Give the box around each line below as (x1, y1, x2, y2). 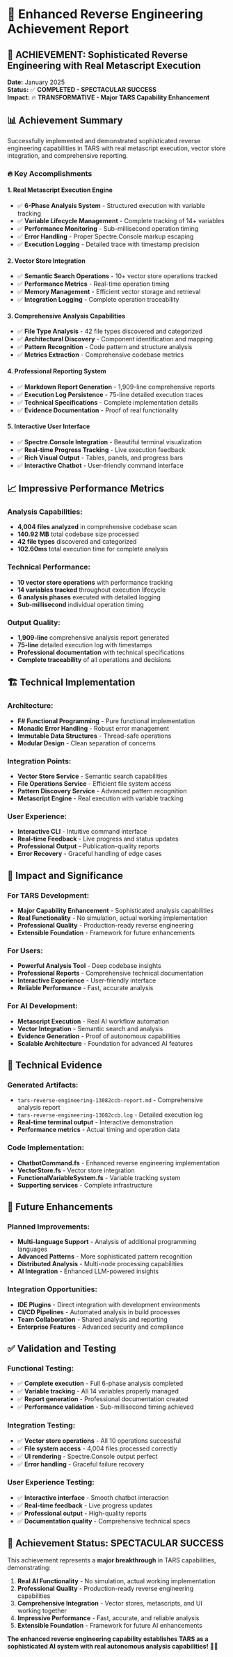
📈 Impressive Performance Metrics (7, 483, 165, 494)
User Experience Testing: (7, 1478, 95, 1487)
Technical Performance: (7, 563, 91, 572)
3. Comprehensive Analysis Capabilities (7, 312, 126, 320)
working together (17, 1606, 67, 1615)
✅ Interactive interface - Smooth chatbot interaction (17, 1493, 169, 1501)
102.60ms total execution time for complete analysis (17, 545, 168, 553)
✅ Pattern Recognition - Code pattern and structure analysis (17, 343, 193, 351)
